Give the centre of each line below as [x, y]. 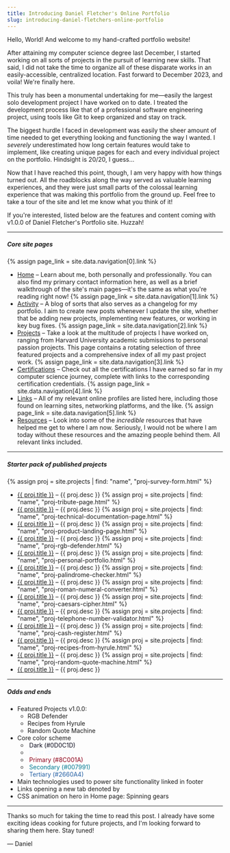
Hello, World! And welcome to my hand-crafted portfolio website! [99, 39]
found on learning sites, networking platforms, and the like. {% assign [115, 406]
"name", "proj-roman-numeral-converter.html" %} [88, 589]
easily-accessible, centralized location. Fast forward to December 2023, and [115, 74]
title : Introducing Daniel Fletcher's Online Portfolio [88, 13]
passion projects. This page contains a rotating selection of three [108, 347]
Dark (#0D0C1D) [52, 745]
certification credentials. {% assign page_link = [84, 384]
